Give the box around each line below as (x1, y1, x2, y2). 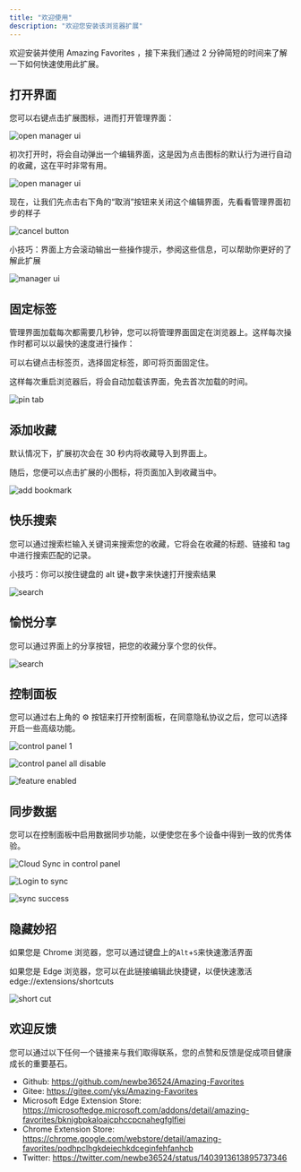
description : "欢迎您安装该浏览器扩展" (9, 22, 143, 30)
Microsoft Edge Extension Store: (21, 1095, 142, 1106)
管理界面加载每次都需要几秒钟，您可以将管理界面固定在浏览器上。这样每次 (9, 327, 284, 338)
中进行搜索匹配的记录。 (9, 549, 96, 560)
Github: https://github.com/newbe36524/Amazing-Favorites (21, 1076, 245, 1087)
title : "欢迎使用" (9, 13, 73, 22)
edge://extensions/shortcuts (9, 976, 115, 987)
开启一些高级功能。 (9, 723, 81, 734)
